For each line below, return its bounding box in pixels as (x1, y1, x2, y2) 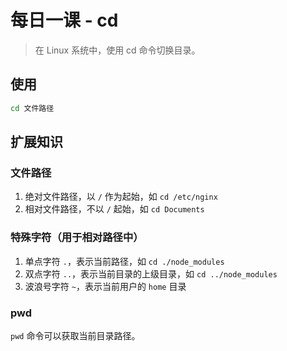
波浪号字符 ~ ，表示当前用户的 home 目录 (24, 280, 187, 292)
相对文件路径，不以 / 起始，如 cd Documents (24, 203, 205, 215)
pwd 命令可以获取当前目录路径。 (10, 329, 141, 341)
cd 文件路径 (10, 103, 55, 113)
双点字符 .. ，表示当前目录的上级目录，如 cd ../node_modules (24, 267, 278, 280)
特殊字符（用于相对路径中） (10, 231, 144, 245)
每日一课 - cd (10, 9, 119, 32)
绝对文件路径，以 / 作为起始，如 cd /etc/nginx (24, 191, 218, 203)
